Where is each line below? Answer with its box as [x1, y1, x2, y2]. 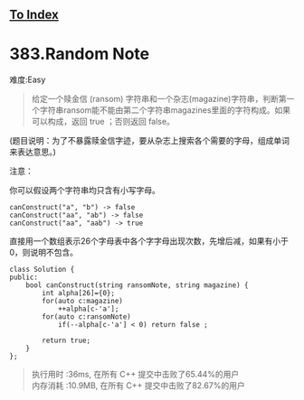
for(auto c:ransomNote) [42, 312, 131, 321]
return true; [42, 336, 91, 346]
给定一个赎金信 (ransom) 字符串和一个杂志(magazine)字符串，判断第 [31, 94, 287, 105]
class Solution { [9, 265, 75, 274]
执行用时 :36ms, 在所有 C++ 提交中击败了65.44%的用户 [31, 369, 240, 380]
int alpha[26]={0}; [42, 289, 116, 298]
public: [9, 273, 39, 283]
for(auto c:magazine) [42, 297, 124, 306]
